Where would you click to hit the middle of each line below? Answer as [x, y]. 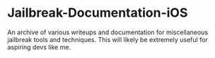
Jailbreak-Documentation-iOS [98, 13]
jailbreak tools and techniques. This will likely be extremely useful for [108, 39]
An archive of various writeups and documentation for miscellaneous [108, 32]
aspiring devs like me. [39, 47]
